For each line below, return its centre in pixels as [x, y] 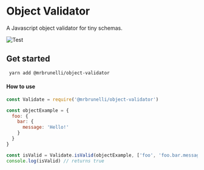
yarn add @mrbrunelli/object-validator [59, 73]
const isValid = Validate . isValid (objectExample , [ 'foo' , [81, 155]
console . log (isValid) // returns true [55, 161]
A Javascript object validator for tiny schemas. [64, 28]
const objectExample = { [38, 110]
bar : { [25, 122]
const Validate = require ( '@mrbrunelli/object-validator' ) [83, 99]
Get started [28, 59]
